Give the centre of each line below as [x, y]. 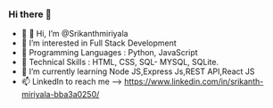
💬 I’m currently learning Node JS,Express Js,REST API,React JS [138, 71]
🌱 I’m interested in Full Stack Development [99, 43]
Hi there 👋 [30, 14]
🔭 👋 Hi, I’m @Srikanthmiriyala [74, 34]
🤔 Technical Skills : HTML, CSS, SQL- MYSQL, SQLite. [120, 62]
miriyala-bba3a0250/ [60, 95]
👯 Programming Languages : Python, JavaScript [109, 53]
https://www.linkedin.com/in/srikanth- [194, 82]
